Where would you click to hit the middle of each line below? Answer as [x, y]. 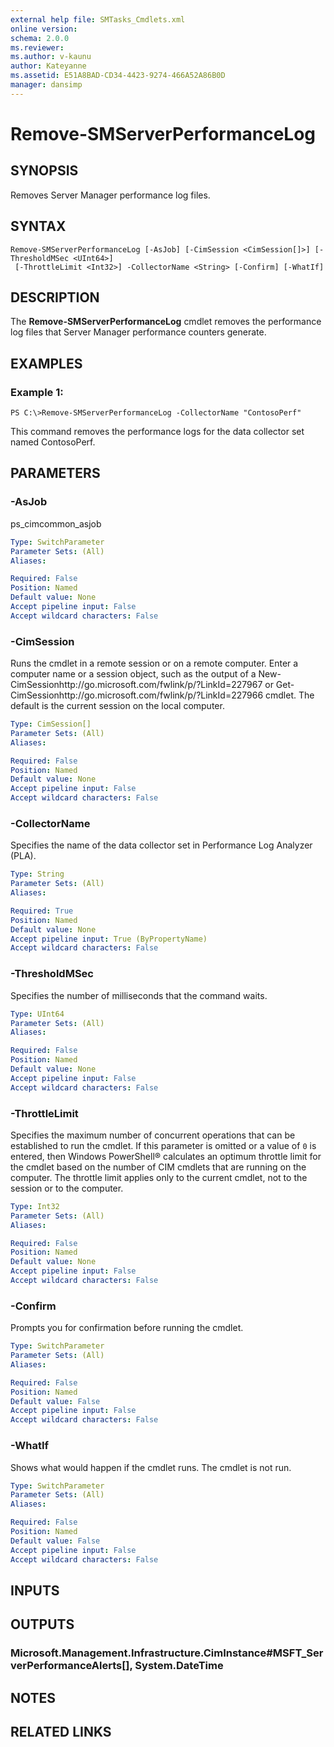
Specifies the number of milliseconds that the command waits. [139, 995]
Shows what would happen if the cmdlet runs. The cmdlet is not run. [151, 1467]
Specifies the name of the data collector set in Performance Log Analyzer [161, 845]
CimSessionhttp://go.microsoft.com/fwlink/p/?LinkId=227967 [136, 685]
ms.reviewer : [37, 47]
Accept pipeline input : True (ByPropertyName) [109, 939]
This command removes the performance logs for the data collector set [157, 432]
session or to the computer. [67, 1188]
